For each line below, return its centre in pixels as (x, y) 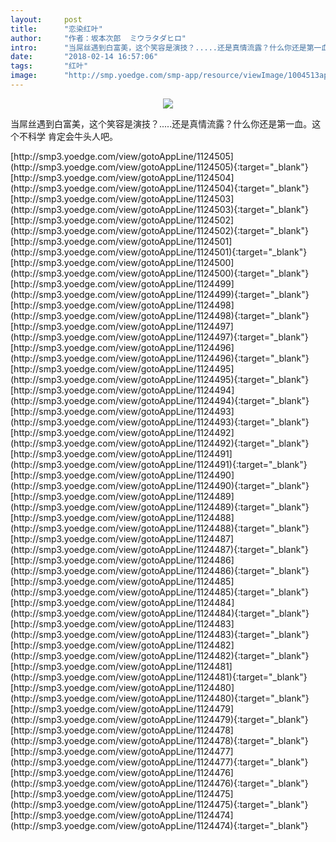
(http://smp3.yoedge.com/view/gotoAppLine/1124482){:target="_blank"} (160, 655)
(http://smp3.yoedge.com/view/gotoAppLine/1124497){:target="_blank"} (159, 337)
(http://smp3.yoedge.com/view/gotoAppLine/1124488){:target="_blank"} (160, 528)
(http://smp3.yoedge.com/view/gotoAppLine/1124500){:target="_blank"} (160, 273)
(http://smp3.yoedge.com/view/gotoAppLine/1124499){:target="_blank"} (160, 294)
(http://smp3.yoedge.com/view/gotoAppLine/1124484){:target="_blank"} (160, 613)
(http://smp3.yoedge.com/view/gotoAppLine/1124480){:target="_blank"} (160, 698)
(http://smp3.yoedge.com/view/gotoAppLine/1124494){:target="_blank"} (160, 400)
